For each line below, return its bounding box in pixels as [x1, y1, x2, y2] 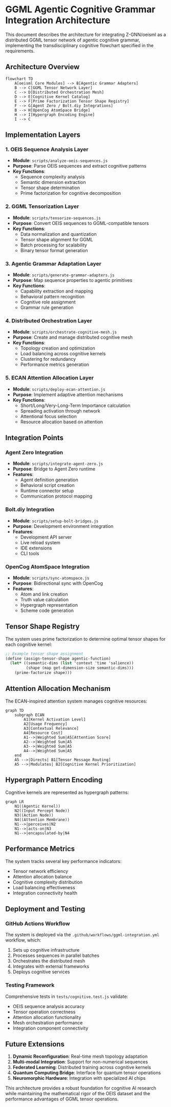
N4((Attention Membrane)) [14, 817, 70, 822]
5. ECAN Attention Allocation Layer [5, 374, 94, 381]
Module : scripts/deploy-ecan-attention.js [12, 386, 106, 392]
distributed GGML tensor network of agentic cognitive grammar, [5, 37, 141, 43]
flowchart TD [5, 76, 33, 81]
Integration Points [5, 434, 64, 442]
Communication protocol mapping [20, 493, 93, 499]
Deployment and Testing [5, 905, 85, 913]
